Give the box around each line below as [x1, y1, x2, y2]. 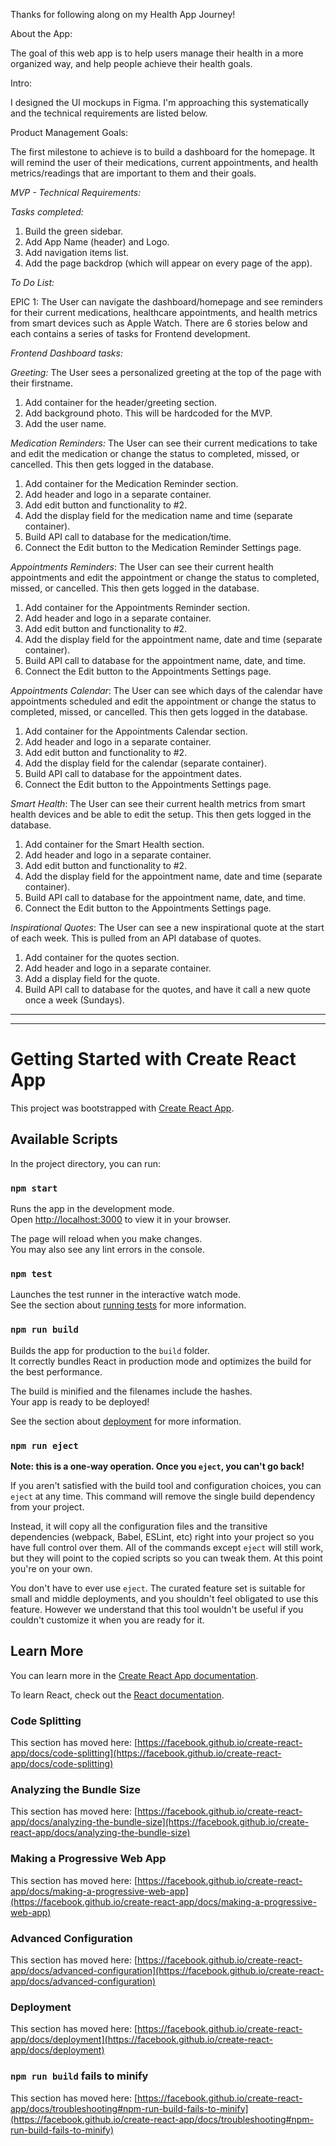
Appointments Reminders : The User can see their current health [10, 561, 274, 573]
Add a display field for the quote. [24, 973, 160, 984]
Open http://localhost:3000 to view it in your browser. [10, 1214, 232, 1226]
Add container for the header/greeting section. [24, 397, 218, 408]
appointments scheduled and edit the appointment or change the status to [10, 695, 317, 707]
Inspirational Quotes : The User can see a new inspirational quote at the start [10, 922, 325, 933]
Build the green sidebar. [24, 225, 124, 237]
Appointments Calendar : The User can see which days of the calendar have [10, 685, 323, 696]
